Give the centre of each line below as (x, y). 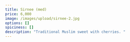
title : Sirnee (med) (26, 9)
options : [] (17, 23)
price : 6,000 (18, 14)
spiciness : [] (20, 28)
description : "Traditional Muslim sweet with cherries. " (65, 32)
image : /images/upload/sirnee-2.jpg (42, 18)
